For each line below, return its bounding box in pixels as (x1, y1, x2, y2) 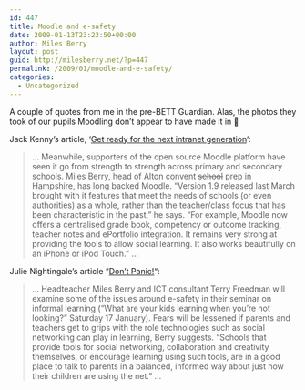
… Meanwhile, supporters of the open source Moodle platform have (31, 151, 286, 162)
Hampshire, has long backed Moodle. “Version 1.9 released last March (31, 180, 296, 191)
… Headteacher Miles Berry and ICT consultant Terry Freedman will (31, 283, 285, 294)
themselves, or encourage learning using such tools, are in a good (31, 351, 280, 362)
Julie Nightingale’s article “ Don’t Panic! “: (9, 265, 161, 276)
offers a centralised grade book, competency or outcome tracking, (31, 219, 282, 230)
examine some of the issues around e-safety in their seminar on (31, 292, 271, 303)
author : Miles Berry (9, 38, 88, 48)
